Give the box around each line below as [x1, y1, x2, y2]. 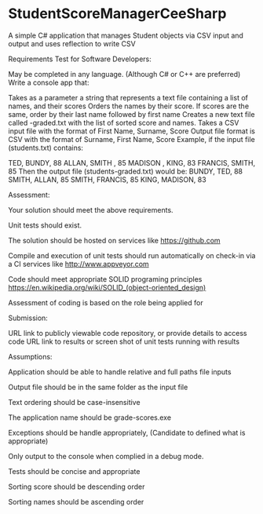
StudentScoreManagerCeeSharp [8, 5, 227, 23]
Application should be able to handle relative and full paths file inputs [8, 366, 232, 377]
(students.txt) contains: [8, 143, 84, 152]
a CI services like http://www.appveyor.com [8, 259, 149, 268]
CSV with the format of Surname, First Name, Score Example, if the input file [8, 134, 255, 144]
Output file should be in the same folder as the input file [8, 382, 188, 392]
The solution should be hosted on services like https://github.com [8, 235, 221, 245]
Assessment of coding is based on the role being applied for [8, 297, 203, 307]
